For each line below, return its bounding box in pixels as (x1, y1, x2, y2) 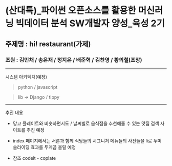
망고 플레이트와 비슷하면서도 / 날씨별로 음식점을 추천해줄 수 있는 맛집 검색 (12, 120, 160, 126)
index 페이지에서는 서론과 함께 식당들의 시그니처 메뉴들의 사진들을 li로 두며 (12, 137, 162, 144)
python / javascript (17, 84, 58, 90)
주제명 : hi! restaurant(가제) (5, 40, 91, 48)
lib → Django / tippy (17, 94, 60, 100)
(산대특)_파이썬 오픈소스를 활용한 (5, 5, 137, 16)
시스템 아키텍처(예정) (5, 73, 48, 80)
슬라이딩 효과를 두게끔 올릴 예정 (12, 144, 76, 150)
